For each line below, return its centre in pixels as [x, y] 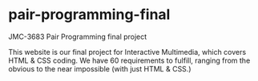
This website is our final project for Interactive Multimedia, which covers [127, 52]
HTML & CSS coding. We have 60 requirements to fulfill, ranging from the [129, 60]
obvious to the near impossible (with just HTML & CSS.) [100, 68]
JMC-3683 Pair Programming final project [78, 37]
